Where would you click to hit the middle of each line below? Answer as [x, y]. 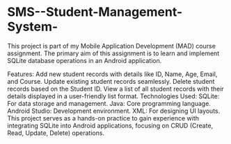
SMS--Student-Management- [95, 12]
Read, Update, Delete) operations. [56, 133]
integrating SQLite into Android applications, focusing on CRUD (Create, [110, 125]
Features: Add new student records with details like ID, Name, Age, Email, [112, 74]
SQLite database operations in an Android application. [85, 60]
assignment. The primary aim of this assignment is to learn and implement [113, 53]
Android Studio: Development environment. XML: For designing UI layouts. [114, 111]
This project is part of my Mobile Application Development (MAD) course [111, 46]
